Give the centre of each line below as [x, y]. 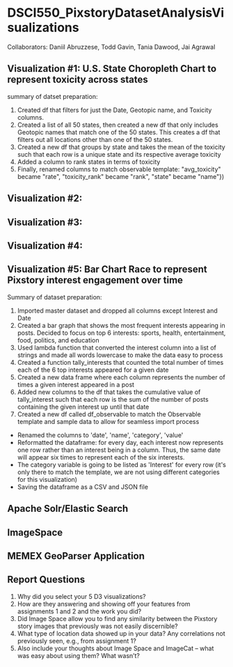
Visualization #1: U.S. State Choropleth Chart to [112, 69]
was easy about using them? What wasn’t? [79, 655]
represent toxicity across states [78, 80]
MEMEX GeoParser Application [76, 556]
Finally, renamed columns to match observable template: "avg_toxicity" [119, 169]
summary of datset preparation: [53, 96]
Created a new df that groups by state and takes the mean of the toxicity [121, 147]
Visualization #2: [45, 199]
